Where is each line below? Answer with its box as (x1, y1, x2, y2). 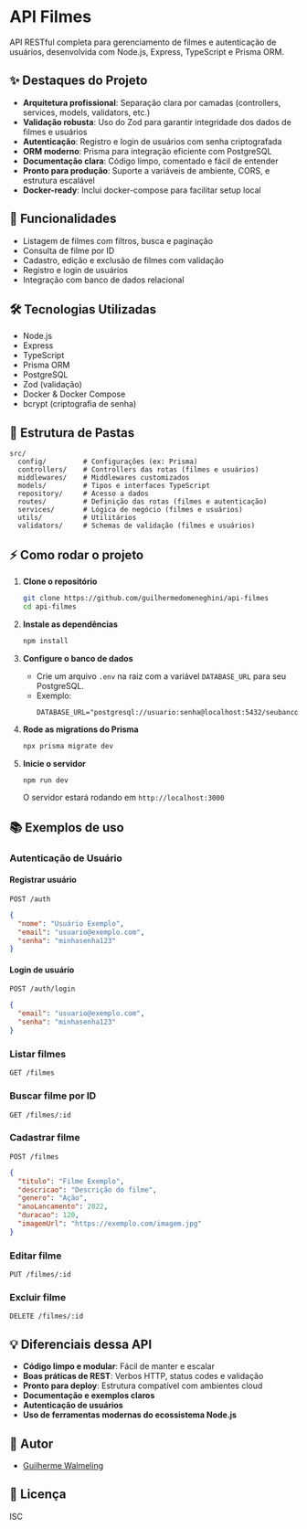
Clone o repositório (22, 576, 98, 587)
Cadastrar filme (9, 1131, 80, 1144)
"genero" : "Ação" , (17, 1194, 89, 1203)
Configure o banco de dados (22, 653, 134, 664)
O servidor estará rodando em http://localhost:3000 (22, 792, 225, 803)
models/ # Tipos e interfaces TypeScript (17, 482, 210, 491)
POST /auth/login (9, 984, 76, 993)
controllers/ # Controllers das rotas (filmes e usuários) (17, 465, 259, 474)
